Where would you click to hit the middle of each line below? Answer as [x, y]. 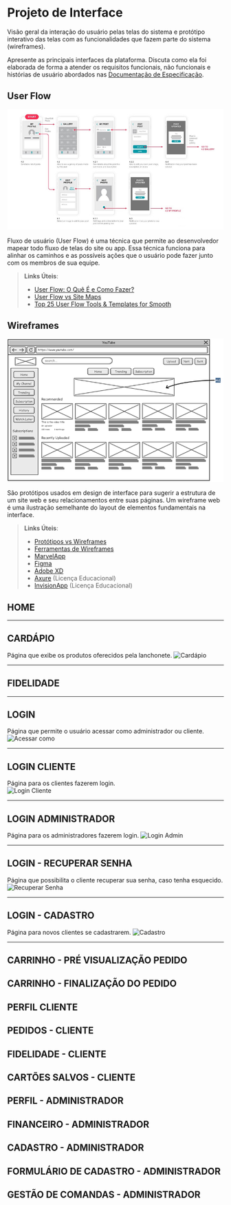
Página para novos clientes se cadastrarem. [69, 932]
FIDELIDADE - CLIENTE [57, 1054]
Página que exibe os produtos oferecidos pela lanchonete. [90, 655]
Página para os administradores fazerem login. [73, 836]
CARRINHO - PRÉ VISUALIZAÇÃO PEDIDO [97, 961]
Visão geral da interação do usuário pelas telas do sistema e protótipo [106, 32]
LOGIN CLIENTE [41, 767]
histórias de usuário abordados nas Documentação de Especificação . [106, 74]
